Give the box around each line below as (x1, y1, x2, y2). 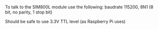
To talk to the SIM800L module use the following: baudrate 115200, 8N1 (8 (5, 4, 154, 10)
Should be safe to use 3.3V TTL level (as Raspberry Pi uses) (5, 19, 126, 24)
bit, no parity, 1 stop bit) (5, 9, 53, 15)
